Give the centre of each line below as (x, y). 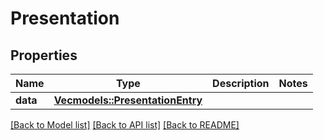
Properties (44, 55)
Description (241, 83)
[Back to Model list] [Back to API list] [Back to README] (125, 125)
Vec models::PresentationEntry (128, 100)
